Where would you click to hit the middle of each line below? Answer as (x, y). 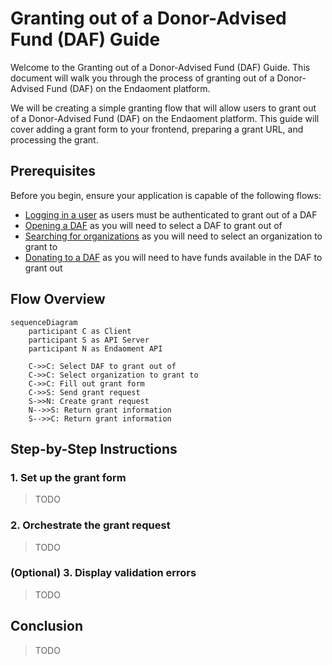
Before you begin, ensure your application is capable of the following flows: (166, 195)
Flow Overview (58, 299)
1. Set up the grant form (68, 477)
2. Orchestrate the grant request (90, 525)
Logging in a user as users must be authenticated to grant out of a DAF (171, 214)
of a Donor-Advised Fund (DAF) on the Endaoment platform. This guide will (165, 118)
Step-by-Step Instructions (94, 448)
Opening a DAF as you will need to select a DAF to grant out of (153, 225)
